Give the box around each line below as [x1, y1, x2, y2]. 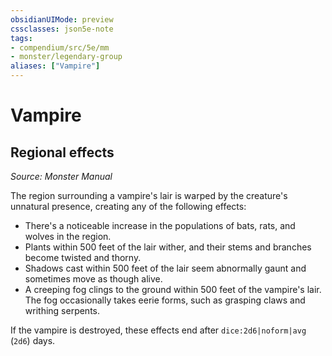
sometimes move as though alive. [24, 273, 163, 285]
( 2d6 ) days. [10, 335, 56, 346]
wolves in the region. [24, 231, 112, 242]
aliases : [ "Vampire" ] [10, 61, 101, 71]
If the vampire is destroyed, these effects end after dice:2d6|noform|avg [10, 324, 307, 336]
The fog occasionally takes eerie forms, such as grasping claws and [24, 294, 306, 306]
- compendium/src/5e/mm [10, 42, 110, 53]
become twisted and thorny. [24, 252, 142, 263]
